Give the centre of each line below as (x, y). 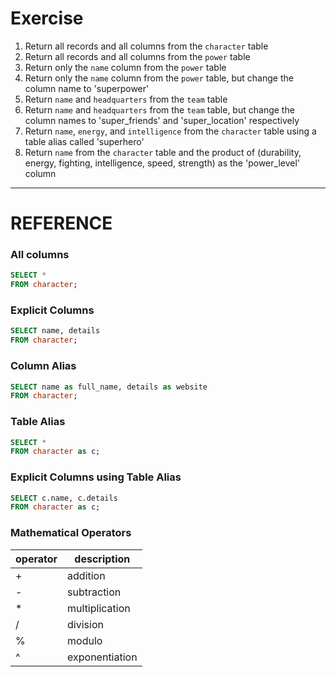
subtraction (94, 592)
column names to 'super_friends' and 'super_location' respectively (162, 120)
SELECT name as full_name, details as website (109, 387)
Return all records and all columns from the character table (146, 46)
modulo (85, 640)
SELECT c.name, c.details (64, 498)
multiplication (99, 608)
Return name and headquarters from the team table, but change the (159, 109)
